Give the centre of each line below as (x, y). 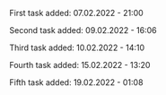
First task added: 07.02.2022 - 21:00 (76, 13)
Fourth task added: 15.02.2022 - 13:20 (80, 65)
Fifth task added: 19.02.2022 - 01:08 (76, 82)
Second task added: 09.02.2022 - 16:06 (83, 30)
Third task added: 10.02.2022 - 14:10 (77, 47)
